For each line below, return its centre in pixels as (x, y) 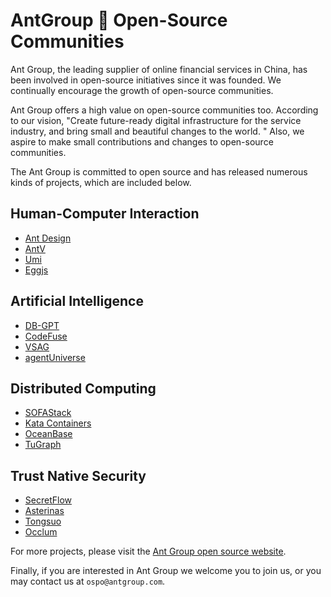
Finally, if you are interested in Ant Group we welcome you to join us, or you (166, 571)
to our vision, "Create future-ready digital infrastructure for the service (156, 120)
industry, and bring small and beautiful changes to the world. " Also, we (157, 131)
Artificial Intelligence (77, 301)
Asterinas (44, 511)
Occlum (41, 532)
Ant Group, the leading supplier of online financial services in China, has (159, 69)
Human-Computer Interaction (105, 214)
